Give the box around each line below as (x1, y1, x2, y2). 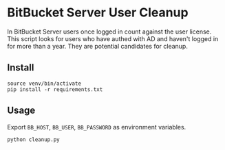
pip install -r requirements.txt (7, 86, 103, 93)
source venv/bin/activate (7, 80, 81, 87)
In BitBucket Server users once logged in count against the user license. (7, 27, 212, 36)
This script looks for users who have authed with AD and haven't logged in (7, 34, 219, 42)
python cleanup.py (7, 136, 60, 143)
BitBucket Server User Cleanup (7, 5, 189, 21)
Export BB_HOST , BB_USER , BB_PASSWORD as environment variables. (7, 123, 186, 131)
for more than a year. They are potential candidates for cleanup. (7, 42, 188, 50)
